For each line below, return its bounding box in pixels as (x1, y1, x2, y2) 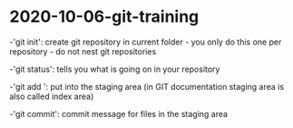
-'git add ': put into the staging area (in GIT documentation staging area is (9, 81, 284, 92)
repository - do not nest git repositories (9, 45, 157, 56)
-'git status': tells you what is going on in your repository (9, 64, 220, 74)
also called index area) (9, 91, 94, 102)
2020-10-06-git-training (9, 6, 200, 27)
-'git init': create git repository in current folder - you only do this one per (9, 36, 282, 47)
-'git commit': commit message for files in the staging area (9, 108, 229, 119)
